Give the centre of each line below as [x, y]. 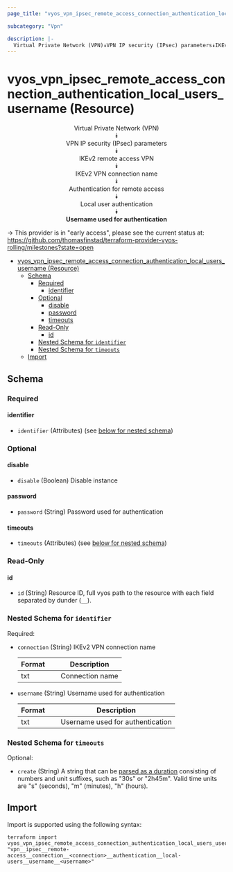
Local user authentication [116, 204]
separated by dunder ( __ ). [54, 601]
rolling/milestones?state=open [51, 248]
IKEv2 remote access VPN [116, 159]
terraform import [32, 837]
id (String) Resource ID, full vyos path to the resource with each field [115, 593]
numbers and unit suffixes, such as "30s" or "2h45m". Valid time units [117, 778]
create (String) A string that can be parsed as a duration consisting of [116, 771]
